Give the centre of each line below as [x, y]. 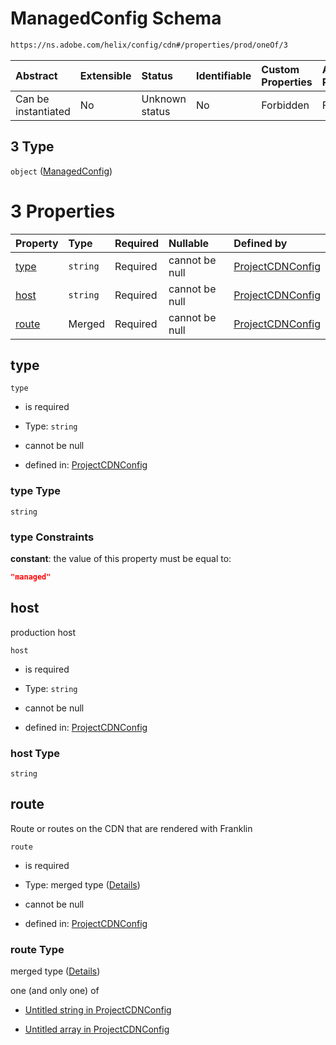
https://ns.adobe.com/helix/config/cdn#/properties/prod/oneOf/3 [149, 45]
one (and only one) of [55, 991]
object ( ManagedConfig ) [61, 171]
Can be [32, 99]
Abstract [36, 75]
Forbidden [285, 105]
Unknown [164, 99]
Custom [280, 69]
